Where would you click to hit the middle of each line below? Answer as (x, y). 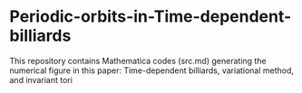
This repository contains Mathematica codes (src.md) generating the (138, 60)
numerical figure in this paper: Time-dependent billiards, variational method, (152, 70)
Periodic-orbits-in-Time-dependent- (151, 17)
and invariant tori (41, 79)
